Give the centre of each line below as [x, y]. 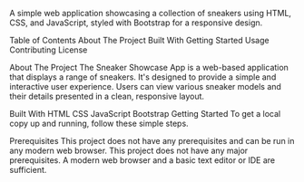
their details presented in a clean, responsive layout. [107, 96]
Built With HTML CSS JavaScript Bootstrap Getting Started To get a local [145, 114]
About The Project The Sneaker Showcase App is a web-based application [149, 67]
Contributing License [49, 50]
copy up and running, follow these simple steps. [99, 123]
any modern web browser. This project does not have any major [129, 150]
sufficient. [28, 170]
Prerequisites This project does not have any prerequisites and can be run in [152, 141]
